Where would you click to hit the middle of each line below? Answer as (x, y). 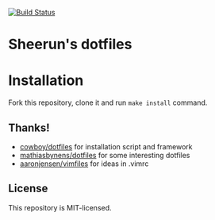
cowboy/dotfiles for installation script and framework (106, 146)
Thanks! (29, 127)
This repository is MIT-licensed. (60, 207)
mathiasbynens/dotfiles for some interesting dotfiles (105, 155)
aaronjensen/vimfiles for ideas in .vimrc (84, 164)
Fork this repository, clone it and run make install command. (108, 102)
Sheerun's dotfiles (70, 44)
